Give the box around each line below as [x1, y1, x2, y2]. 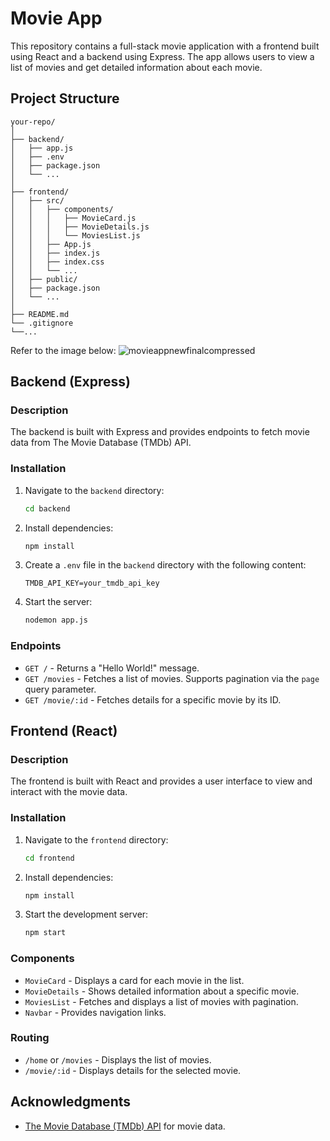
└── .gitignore [10, 318, 74, 328]
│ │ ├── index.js [10, 248, 101, 258]
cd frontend [24, 853, 75, 863]
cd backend [24, 503, 71, 514]
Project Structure [10, 90, 120, 107]
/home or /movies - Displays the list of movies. [24, 1053, 212, 1066]
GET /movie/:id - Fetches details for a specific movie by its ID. [24, 693, 282, 706]
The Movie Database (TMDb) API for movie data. [24, 1120, 226, 1132]
